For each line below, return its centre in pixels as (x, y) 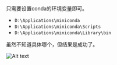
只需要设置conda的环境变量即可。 (47, 8)
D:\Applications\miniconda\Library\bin (63, 33)
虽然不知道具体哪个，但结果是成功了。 (52, 44)
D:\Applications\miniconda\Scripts (58, 27)
